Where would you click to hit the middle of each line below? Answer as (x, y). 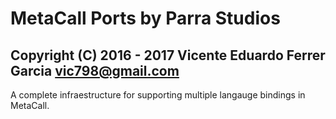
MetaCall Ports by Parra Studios (145, 18)
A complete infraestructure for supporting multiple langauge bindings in (158, 95)
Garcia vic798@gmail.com (95, 70)
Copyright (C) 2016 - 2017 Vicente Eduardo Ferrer (168, 55)
